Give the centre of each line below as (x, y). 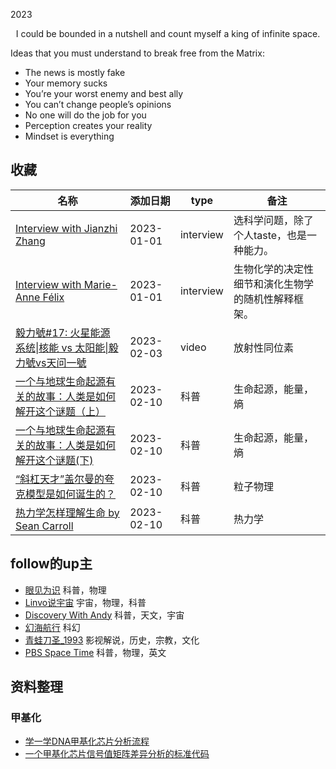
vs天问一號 (61, 362)
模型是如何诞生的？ (71, 494)
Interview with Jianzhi (66, 228)
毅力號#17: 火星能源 (63, 332)
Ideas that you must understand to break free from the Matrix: (137, 53)
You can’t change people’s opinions (98, 104)
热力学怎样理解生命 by (67, 512)
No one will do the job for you (85, 115)
